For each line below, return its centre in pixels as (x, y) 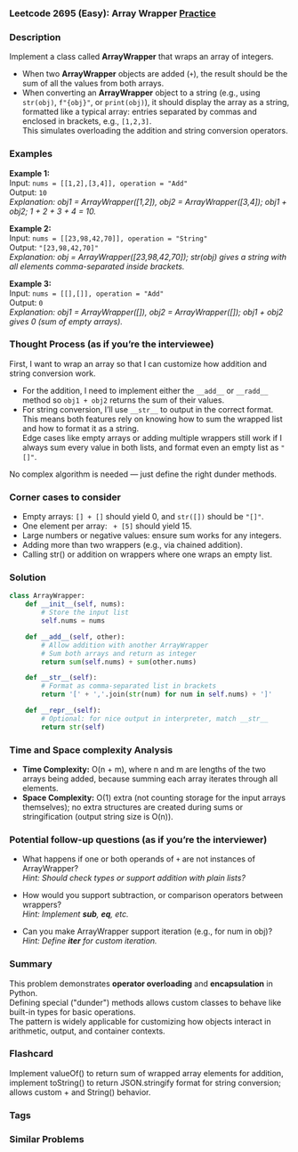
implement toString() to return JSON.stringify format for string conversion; (145, 1083)
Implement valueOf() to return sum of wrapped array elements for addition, (146, 1073)
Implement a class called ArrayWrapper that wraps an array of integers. (141, 57)
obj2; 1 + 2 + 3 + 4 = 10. (52, 211)
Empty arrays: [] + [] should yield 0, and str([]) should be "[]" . (143, 517)
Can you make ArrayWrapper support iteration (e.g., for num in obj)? (147, 931)
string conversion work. (52, 373)
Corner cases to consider (65, 497)
